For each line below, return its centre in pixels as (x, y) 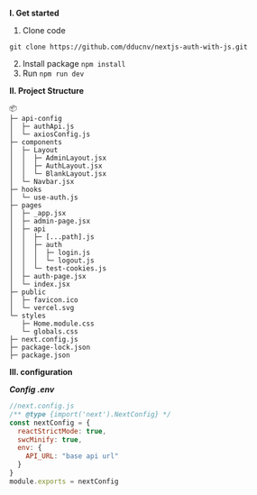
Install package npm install (74, 64)
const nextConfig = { (50, 423)
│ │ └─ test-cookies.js (58, 269)
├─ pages (26, 206)
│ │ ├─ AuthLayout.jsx (56, 166)
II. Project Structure (46, 91)
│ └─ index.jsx (40, 284)
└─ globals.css (50, 332)
